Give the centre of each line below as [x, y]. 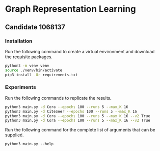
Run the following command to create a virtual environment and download [80, 51]
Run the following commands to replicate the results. [58, 98]
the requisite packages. [29, 57]
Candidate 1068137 [35, 27]
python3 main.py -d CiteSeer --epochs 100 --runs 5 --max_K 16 [71, 111]
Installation [19, 41]
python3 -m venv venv [27, 65]
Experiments [21, 87]
